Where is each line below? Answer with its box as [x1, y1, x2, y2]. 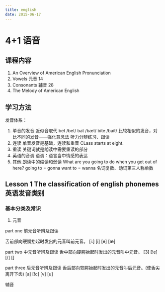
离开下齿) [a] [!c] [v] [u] [5, 271, 53, 277]
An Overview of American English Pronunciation [12, 70, 111, 76]
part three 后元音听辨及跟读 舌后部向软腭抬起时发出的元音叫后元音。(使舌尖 [5, 265, 160, 271]
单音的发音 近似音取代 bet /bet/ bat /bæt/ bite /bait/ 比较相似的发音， [12, 128, 154, 134]
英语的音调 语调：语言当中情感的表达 [12, 153, 88, 159]
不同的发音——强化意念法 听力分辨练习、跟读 [16, 134, 110, 140]
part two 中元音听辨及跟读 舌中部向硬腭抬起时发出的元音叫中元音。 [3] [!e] [5, 249, 158, 255]
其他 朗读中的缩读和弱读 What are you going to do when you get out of [12, 159, 158, 165]
